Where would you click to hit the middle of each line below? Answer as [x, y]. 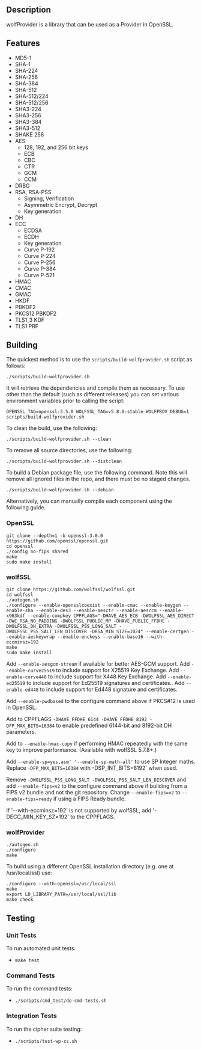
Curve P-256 [40, 262]
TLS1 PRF [27, 326]
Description [28, 10]
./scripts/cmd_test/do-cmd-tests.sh [61, 1001]
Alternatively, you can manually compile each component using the [89, 501]
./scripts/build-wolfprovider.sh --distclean [64, 462]
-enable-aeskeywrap [31, 637]
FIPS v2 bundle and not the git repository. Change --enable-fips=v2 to [93, 793]
